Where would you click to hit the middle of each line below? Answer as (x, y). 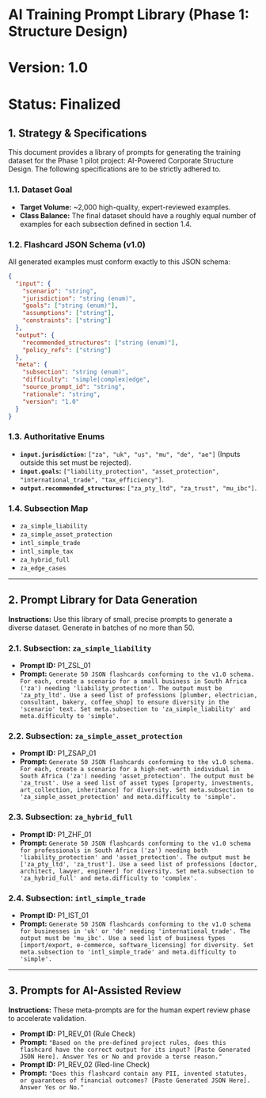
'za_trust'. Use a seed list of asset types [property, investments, (137, 783)
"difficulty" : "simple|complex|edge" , (86, 380)
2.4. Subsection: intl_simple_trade (77, 898)
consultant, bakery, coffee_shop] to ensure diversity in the (124, 703)
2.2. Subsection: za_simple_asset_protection (96, 736)
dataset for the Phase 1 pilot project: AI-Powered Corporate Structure (121, 161)
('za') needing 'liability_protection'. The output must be (121, 689)
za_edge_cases (43, 569)
